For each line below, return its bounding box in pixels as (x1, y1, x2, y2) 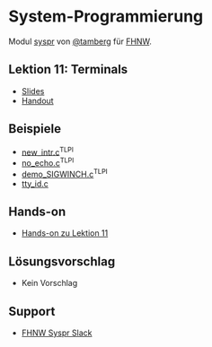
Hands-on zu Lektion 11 (21, 228, 109, 239)
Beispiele (8, 121, 62, 136)
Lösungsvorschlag (8, 254, 116, 269)
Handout (21, 95, 55, 106)
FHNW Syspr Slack (21, 327, 93, 338)
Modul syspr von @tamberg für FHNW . (8, 36, 152, 47)
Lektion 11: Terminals (8, 62, 128, 77)
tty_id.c (21, 178, 49, 189)
